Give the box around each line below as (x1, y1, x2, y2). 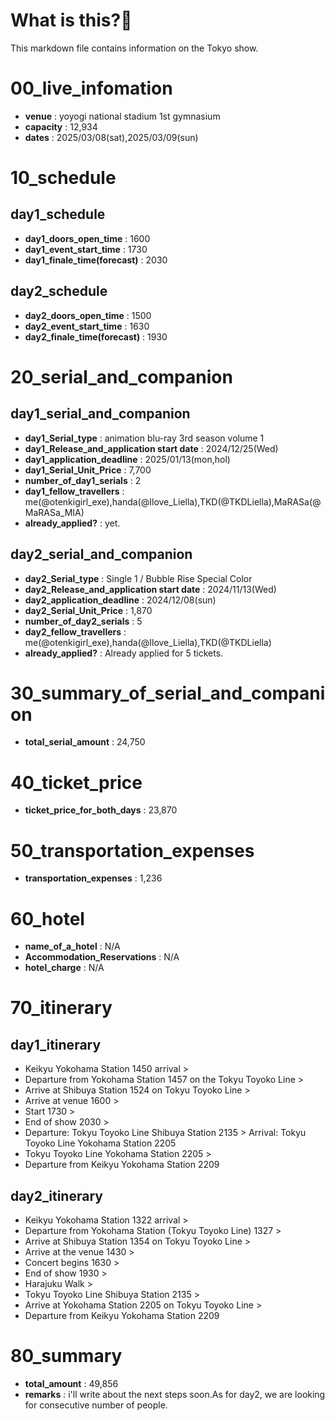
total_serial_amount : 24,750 (24, 736, 146, 748)
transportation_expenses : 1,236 (24, 872, 163, 884)
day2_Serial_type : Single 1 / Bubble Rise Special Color (24, 572, 253, 584)
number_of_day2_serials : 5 (24, 615, 143, 627)
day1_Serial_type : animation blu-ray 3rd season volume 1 (24, 432, 265, 444)
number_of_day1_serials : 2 (24, 474, 142, 486)
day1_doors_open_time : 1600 (24, 232, 151, 244)
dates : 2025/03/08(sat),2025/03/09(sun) (24, 131, 199, 143)
